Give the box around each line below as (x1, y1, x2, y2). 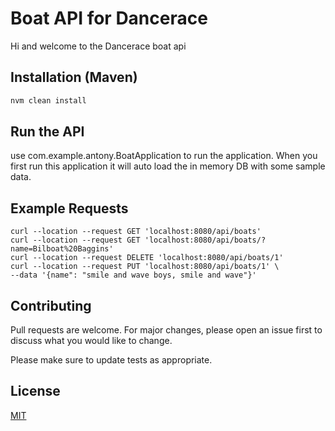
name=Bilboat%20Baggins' (10, 244, 114, 254)
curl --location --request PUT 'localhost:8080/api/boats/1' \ (10, 262, 280, 272)
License (10, 383, 61, 400)
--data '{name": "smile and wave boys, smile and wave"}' (10, 270, 257, 281)
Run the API (10, 123, 85, 141)
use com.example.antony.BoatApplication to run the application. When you (10, 150, 318, 162)
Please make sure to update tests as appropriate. (10, 354, 213, 366)
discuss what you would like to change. (10, 335, 173, 347)
